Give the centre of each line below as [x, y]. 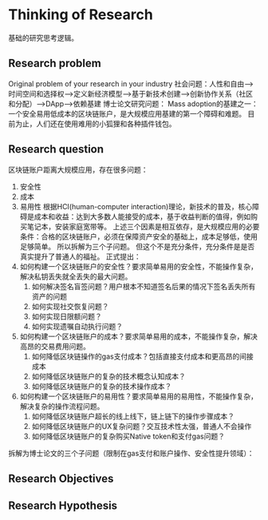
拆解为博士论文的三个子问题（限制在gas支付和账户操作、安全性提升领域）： [131, 453]
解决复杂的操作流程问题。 [62, 406]
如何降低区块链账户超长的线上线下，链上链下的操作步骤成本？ [133, 416]
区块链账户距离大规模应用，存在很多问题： [78, 169]
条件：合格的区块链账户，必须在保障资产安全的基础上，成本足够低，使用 [138, 236]
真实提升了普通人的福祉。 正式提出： [80, 256]
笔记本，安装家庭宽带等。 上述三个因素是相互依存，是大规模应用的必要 [143, 226]
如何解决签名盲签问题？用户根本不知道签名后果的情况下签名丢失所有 [144, 286]
